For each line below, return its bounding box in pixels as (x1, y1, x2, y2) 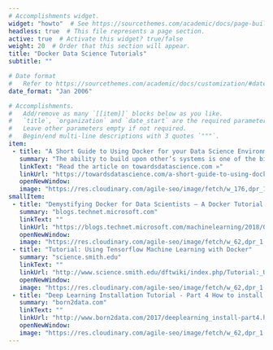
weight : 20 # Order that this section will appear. (8, 42, 191, 50)
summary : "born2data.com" (19, 299, 107, 307)
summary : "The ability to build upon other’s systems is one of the (19, 155, 256, 163)
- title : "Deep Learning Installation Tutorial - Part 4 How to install (11, 291, 264, 300)
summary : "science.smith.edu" (19, 253, 122, 261)
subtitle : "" (8, 58, 53, 66)
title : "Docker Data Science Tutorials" (8, 50, 148, 58)
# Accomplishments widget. (8, 11, 100, 20)
